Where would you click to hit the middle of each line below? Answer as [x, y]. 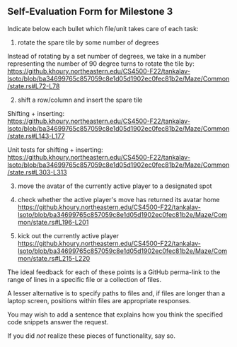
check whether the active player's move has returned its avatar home [118, 199]
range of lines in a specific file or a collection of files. [84, 279]
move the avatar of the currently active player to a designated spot [115, 186]
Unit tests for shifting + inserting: [56, 149]
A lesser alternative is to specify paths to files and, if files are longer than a [116, 293]
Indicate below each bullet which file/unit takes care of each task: [103, 28]
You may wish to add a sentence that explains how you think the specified [115, 314]
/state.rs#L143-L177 [36, 136]
